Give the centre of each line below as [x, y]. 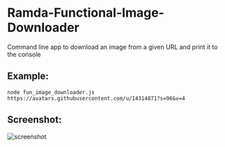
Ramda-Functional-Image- [86, 13]
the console [24, 54]
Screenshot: [34, 120]
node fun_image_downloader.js [51, 92]
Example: [28, 76]
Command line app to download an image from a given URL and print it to [113, 47]
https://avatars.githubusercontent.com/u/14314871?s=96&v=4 [96, 98]
